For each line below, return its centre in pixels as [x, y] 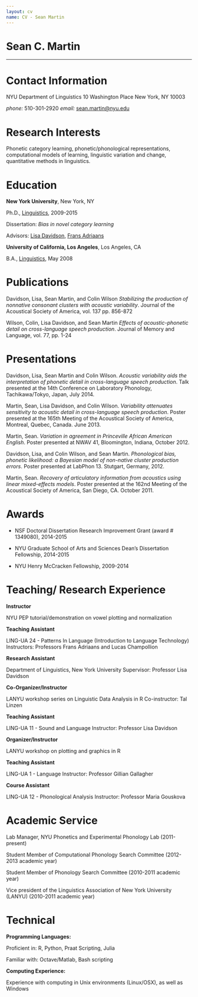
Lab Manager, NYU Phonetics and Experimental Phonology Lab [83, 837]
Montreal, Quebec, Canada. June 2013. [54, 425]
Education [32, 185]
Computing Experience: [36, 971]
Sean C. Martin [43, 46]
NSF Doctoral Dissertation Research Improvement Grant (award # [94, 531]
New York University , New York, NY [50, 201]
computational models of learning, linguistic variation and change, [86, 155]
